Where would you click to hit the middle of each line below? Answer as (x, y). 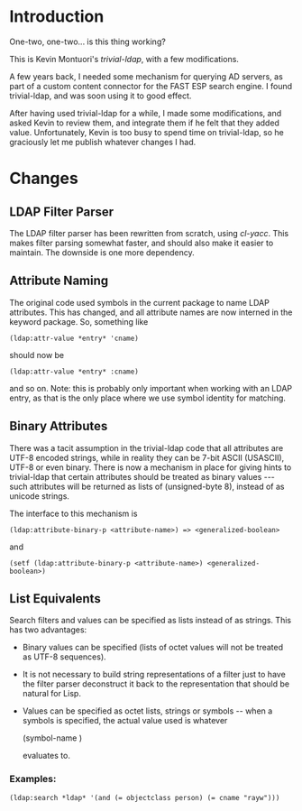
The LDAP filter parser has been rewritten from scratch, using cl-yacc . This (149, 233)
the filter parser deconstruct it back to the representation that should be (156, 684)
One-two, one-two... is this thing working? (88, 41)
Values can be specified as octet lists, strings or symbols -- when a (147, 711)
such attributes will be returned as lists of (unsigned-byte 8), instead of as (147, 486)
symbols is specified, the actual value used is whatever (125, 721)
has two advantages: (48, 630)
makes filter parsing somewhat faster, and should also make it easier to (142, 243)
